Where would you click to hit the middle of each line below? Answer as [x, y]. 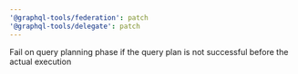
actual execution [41, 61]
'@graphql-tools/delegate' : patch [75, 26]
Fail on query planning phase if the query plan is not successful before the [149, 51]
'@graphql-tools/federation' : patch [79, 18]
